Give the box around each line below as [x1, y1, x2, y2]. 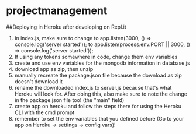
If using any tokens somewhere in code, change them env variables [14, 53, 178, 60]
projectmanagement [6, 4, 108, 17]
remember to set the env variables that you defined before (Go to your [14, 115, 184, 122]
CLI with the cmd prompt [14, 109, 75, 116]
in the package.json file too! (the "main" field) [14, 96, 125, 103]
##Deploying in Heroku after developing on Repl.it [6, 23, 127, 30]
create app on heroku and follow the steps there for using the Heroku [14, 103, 182, 110]
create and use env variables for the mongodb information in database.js [14, 59, 190, 66]
